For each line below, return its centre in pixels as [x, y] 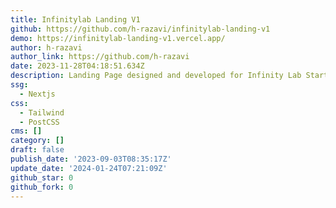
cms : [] [26, 131]
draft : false [37, 150]
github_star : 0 [42, 177]
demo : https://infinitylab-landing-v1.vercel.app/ [118, 38]
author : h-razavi [46, 47]
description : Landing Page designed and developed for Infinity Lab [156, 76]
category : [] [37, 141]
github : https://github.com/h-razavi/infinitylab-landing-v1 [140, 29]
